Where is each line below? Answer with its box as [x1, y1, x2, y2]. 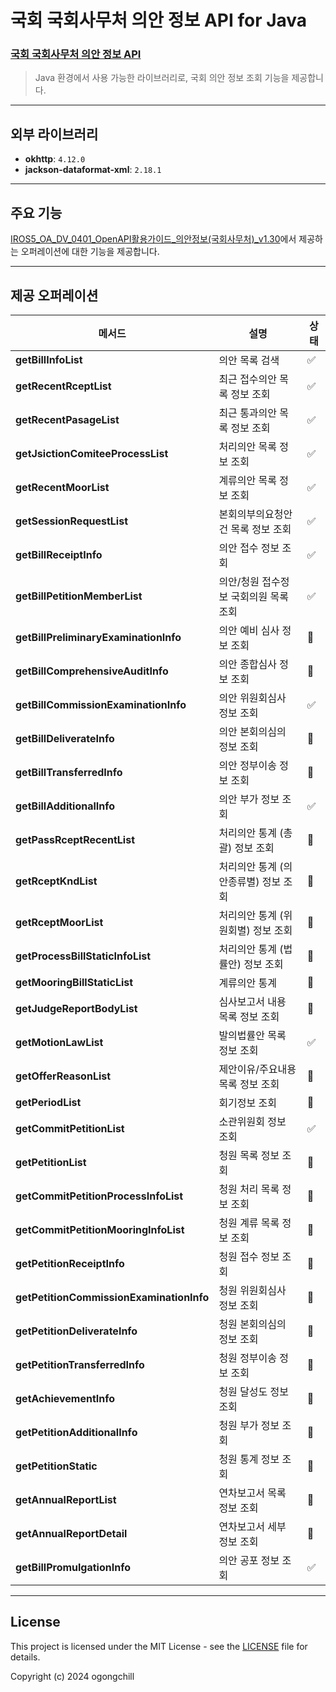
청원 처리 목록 [218, 1182, 280, 1196]
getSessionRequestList [15, 514, 129, 528]
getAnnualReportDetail [15, 1526, 128, 1540]
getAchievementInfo [15, 1391, 116, 1405]
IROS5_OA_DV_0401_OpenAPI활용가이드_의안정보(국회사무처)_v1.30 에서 [10, 233, 297, 245]
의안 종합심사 [218, 657, 278, 671]
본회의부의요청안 [218, 507, 293, 521]
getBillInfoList [15, 352, 83, 366]
